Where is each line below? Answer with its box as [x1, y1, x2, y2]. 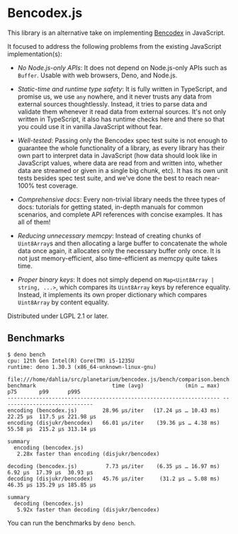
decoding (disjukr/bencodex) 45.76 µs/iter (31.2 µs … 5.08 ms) [7, 475, 220, 482]
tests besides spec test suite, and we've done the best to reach [17, 174, 203, 182]
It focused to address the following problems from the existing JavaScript [7, 42, 222, 50]
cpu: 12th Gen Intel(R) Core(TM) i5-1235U [7, 357, 135, 365]
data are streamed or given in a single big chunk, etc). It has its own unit [17, 166, 228, 174]
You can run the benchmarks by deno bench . [7, 518, 136, 527]
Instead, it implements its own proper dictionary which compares [17, 290, 208, 299]
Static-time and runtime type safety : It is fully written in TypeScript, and [17, 84, 227, 93]
